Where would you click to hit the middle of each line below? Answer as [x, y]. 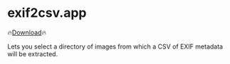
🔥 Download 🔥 [27, 32]
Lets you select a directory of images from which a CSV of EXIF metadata [115, 46]
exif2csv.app [47, 13]
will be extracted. [33, 53]
